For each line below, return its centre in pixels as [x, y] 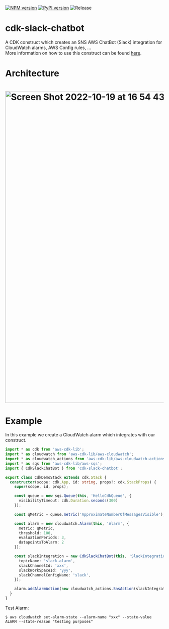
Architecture [32, 74]
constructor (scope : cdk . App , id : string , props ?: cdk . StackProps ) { [83, 482]
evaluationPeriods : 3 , [42, 538]
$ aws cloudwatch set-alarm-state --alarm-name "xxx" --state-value [78, 617]
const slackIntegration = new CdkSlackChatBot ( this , [71, 556]
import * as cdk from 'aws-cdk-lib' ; [45, 450]
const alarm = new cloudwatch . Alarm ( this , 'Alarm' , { [72, 523]
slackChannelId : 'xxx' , [44, 566]
